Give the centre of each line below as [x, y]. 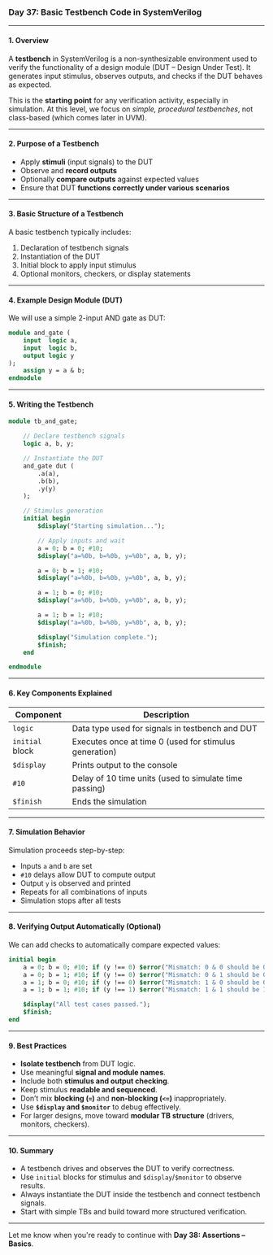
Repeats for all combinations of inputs [84, 891]
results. [33, 1186]
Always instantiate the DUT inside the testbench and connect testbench [140, 1195]
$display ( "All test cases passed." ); [87, 1004]
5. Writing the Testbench [51, 404]
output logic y [49, 355]
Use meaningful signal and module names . [93, 1073]
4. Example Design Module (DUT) [66, 300]
